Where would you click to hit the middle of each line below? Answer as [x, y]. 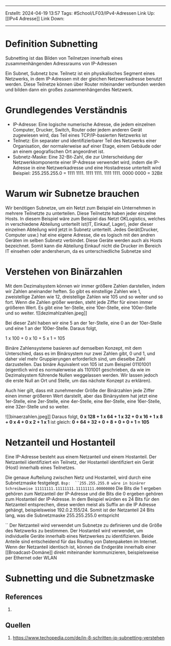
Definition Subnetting [52, 44]
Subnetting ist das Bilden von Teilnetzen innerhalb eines [64, 58]
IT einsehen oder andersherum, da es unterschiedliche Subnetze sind [78, 251]
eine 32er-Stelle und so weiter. [37, 406]
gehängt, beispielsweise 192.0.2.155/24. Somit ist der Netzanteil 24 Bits [80, 510]
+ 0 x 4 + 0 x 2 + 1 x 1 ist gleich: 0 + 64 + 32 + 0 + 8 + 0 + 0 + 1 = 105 [77, 422]
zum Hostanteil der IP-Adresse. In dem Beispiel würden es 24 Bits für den [82, 499]
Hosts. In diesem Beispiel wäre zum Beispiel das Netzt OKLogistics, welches [85, 218]
